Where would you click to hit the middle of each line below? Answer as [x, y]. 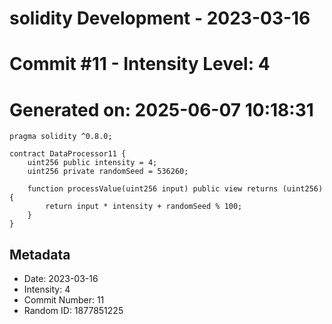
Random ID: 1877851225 [73, 311]
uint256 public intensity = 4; [92, 163]
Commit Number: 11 [64, 300]
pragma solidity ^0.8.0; [61, 137]
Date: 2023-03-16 [61, 279]
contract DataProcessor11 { [68, 154]
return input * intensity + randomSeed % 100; [144, 207]
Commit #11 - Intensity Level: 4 [140, 64]
